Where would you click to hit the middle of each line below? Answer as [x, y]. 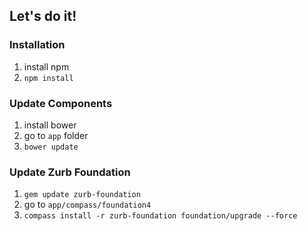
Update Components [61, 103]
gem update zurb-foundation [82, 195]
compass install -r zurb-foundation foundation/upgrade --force [160, 216]
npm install [48, 78]
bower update [51, 147]
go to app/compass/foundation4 [87, 205]
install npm [46, 66]
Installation [37, 45]
